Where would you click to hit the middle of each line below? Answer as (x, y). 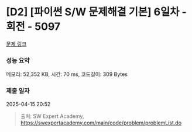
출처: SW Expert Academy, (52, 116)
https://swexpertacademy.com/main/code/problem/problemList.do (101, 123)
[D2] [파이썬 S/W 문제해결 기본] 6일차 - (96, 12)
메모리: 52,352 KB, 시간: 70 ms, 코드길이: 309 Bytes (67, 74)
